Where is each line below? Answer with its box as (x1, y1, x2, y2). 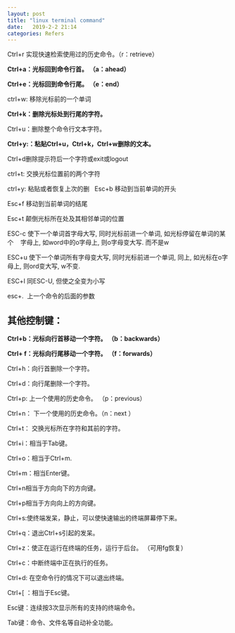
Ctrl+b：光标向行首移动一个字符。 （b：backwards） (7, 335, 164, 343)
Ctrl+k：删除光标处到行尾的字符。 (7, 110, 107, 118)
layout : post (7, 10, 46, 18)
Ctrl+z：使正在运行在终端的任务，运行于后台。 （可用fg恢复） (7, 544, 187, 552)
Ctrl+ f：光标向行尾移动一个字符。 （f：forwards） (7, 350, 157, 358)
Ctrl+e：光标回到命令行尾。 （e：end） (7, 80, 123, 89)
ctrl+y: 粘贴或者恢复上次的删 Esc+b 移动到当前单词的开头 (7, 184, 177, 193)
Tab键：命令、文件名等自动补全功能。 (7, 618, 118, 627)
